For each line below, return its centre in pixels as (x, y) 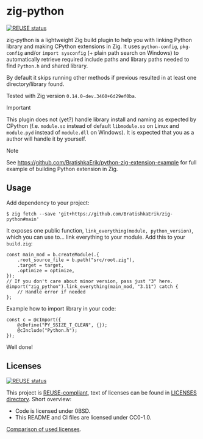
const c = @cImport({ (34, 320)
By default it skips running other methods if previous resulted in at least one (101, 77)
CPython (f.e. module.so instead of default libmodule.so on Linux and (93, 125)
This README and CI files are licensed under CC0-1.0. (83, 417)
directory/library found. (35, 84)
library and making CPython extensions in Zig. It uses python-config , (92, 46)
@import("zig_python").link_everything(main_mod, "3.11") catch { (92, 286)
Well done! (20, 347)
